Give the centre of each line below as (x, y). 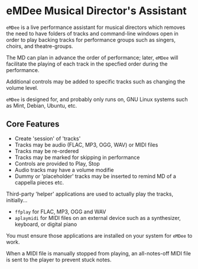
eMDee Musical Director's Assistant (97, 11)
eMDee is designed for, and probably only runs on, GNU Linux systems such (97, 99)
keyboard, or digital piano (46, 224)
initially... (17, 200)
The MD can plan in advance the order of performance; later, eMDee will (92, 57)
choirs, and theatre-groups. (40, 46)
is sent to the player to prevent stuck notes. (59, 260)
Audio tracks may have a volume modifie (64, 170)
